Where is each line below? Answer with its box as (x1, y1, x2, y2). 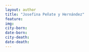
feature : (5, 16, 23, 21)
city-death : (5, 35, 30, 40)
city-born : (5, 26, 28, 31)
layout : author (5, 7, 36, 12)
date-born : (5, 30, 28, 35)
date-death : (5, 40, 30, 45)
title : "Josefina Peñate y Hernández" (5, 12, 85, 17)
